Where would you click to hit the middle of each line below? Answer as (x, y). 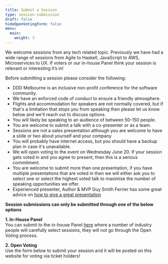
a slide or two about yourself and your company (62, 136)
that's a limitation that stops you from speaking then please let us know (86, 109)
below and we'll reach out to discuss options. (59, 114)
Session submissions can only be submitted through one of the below (79, 204)
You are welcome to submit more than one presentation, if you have (82, 168)
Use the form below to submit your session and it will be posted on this (78, 250)
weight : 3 (25, 38)
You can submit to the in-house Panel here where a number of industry (78, 225)
